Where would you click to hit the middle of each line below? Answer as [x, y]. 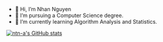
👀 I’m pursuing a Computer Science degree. [69, 15]
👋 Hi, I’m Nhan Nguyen [43, 9]
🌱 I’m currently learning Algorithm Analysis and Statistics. [86, 22]
